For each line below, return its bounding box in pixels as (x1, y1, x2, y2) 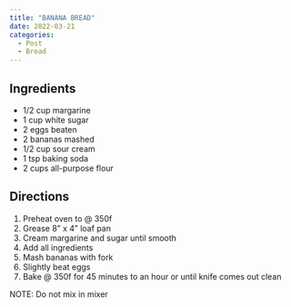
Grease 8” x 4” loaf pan (22, 223, 112, 233)
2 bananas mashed (22, 134, 95, 144)
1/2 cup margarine (22, 104, 91, 115)
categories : (9, 30, 55, 39)
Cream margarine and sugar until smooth (22, 233, 177, 243)
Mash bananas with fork (22, 252, 114, 262)
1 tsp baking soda (22, 153, 89, 163)
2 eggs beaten (22, 124, 77, 134)
